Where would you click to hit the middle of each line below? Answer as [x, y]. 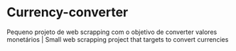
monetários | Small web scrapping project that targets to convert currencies [118, 39]
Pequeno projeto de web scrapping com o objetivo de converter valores [112, 32]
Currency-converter [68, 12]
